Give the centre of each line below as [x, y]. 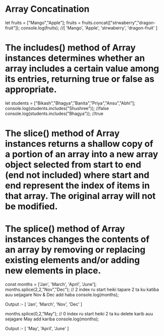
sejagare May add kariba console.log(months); [52, 319]
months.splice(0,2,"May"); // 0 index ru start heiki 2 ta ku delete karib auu [79, 314]
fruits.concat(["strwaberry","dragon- [119, 23]
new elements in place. [53, 271]
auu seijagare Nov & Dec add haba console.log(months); [62, 295]
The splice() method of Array [65, 229]
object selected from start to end [73, 165]
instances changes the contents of [77, 239]
